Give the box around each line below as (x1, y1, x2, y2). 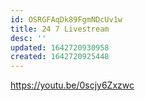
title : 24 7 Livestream (10, 24, 110, 34)
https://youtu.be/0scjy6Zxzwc (10, 79, 135, 91)
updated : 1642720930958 (10, 42, 110, 53)
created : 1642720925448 (10, 52, 110, 62)
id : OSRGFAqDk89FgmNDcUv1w (10, 14, 123, 25)
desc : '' (10, 33, 47, 43)
